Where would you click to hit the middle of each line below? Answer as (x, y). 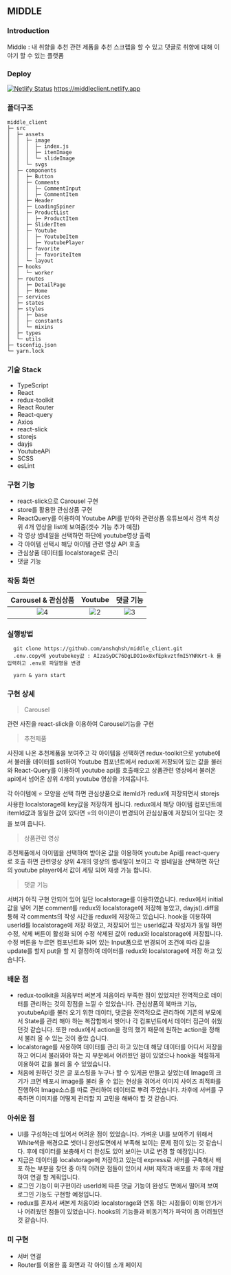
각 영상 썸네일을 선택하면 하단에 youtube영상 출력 (84, 535)
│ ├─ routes (26, 279)
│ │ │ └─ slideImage (41, 159)
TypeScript (33, 385)
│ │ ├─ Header (30, 201)
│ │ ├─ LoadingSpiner (41, 207)
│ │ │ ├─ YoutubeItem (43, 237)
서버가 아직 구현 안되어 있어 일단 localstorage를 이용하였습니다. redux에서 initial (115, 899)
